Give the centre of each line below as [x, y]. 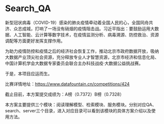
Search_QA [28, 9]
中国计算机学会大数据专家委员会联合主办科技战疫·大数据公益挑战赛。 [74, 63]
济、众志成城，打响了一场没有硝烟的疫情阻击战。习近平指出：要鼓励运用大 [80, 28]
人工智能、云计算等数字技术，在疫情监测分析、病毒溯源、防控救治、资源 [86, 35]
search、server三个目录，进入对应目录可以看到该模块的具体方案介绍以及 [78, 110]
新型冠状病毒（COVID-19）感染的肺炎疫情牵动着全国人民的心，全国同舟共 [79, 22]
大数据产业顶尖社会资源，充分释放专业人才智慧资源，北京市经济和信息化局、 [82, 57]
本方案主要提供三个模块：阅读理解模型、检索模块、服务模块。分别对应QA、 [81, 105]
